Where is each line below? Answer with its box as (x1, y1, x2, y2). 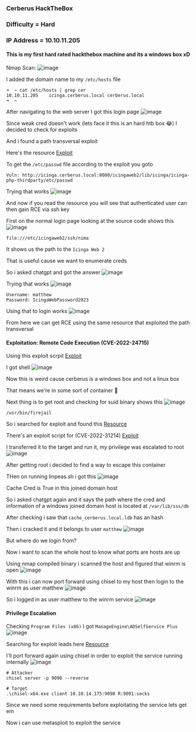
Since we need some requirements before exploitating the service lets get (6, 702, 187, 709)
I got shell (6, 364, 30, 371)
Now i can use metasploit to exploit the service (6, 719, 121, 727)
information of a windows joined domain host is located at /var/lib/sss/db (6, 503, 189, 510)
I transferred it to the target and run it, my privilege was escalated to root (6, 443, 184, 451)
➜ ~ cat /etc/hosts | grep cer (6, 87, 86, 93)
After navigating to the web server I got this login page (6, 108, 140, 115)
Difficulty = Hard (6, 20, 55, 28)
